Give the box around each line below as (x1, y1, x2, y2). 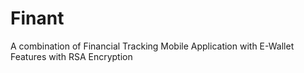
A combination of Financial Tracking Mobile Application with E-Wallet (10, 40, 295, 52)
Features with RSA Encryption (10, 50, 133, 62)
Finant (10, 7, 65, 30)
